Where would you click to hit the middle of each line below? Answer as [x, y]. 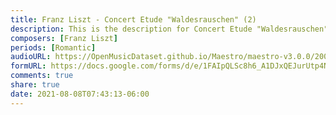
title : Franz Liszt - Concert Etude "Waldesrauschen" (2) [133, 19]
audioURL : [31, 57]
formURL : [28, 66]
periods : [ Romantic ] [53, 47]
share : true [35, 85]
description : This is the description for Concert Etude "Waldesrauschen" [169, 29]
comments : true [42, 76]
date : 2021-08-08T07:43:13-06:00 [80, 94]
